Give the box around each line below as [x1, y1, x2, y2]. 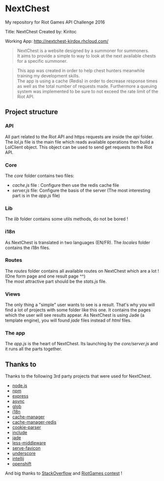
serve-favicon [12, 445, 41, 451]
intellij [12, 456, 24, 461]
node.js [12, 383, 28, 389]
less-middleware [12, 440, 47, 446]
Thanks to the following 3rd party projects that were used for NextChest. [5, 373, 152, 379]
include [12, 430, 27, 435]
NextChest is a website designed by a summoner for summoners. [17, 48, 149, 53]
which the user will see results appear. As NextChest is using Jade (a [5, 312, 144, 318]
